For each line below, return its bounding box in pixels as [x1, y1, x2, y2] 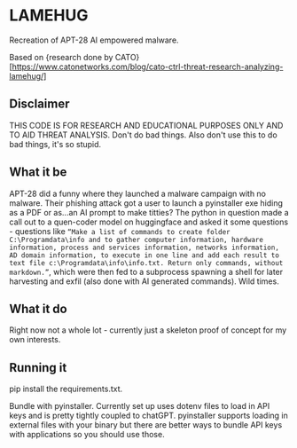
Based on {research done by [9, 51, 113, 62]
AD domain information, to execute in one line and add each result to [9, 250, 279, 260]
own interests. [9, 334, 61, 345]
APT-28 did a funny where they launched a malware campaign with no [9, 188, 267, 199]
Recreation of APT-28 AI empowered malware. [9, 35, 179, 45]
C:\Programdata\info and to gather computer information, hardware [9, 235, 264, 244]
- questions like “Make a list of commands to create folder [9, 225, 231, 236]
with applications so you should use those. [9, 429, 166, 440]
